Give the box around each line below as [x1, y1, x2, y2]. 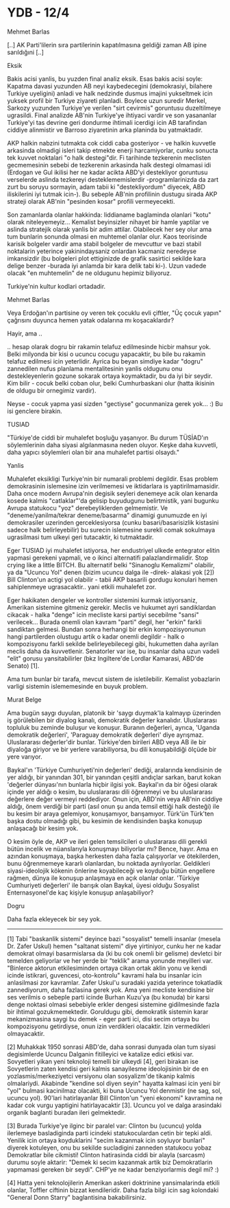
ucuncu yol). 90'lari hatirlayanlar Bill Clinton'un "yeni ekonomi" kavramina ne [7, 1093, 223, 1102]
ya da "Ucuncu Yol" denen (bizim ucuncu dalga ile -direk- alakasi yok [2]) [7, 568, 215, 576]
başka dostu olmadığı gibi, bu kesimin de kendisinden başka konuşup [7, 816, 203, 825]
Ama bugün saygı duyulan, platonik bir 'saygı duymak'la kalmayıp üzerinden [7, 709, 221, 717]
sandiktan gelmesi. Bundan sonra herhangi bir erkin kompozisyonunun [7, 625, 206, 633]
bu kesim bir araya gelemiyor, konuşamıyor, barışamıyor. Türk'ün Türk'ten [7, 809, 214, 818]
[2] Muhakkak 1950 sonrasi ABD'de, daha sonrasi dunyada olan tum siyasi [7, 1043, 216, 1051]
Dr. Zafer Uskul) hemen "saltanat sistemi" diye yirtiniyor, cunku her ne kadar [7, 942, 222, 950]
